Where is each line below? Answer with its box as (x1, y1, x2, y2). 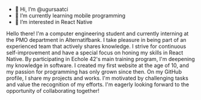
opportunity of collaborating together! (6, 87, 100, 94)
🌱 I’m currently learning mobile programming (14, 12, 126, 19)
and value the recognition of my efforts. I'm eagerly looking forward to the (6, 81, 190, 88)
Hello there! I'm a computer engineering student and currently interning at (6, 30, 189, 37)
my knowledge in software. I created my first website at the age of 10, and (6, 62, 189, 69)
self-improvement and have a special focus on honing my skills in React (6, 49, 184, 56)
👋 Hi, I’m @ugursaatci (14, 6, 68, 13)
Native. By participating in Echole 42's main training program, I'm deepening (6, 56, 195, 62)
